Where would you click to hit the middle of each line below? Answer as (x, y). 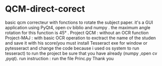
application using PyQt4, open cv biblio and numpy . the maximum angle (78, 27)
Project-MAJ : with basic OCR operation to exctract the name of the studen (81, 38)
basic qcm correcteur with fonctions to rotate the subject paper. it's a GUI (79, 22)
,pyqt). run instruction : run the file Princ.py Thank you (59, 58)
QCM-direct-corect (45, 9)
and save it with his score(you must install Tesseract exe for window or (76, 43)
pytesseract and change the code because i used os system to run (72, 48)
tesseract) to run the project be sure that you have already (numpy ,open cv (81, 53)
